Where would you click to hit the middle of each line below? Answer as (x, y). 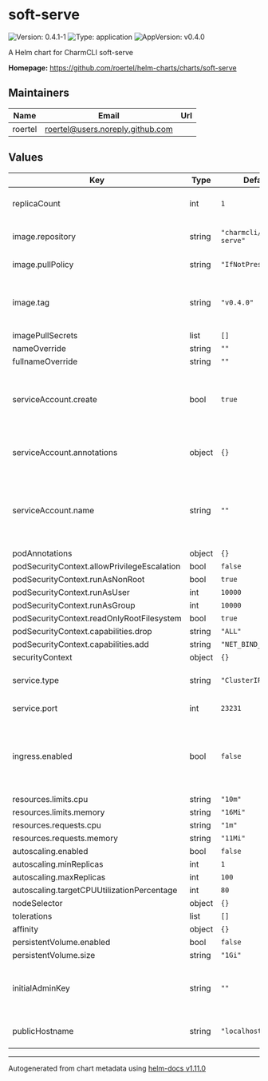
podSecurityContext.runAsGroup (74, 605)
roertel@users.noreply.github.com (109, 129)
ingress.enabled (42, 756)
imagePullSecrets (45, 335)
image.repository (44, 236)
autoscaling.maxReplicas (59, 877)
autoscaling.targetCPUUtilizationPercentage (95, 890)
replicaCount (37, 203)
